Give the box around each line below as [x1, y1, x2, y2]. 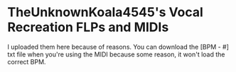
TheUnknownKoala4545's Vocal [7, 4, 204, 20]
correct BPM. [7, 57, 46, 66]
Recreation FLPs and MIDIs [7, 19, 169, 35]
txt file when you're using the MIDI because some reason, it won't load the [7, 50, 225, 59]
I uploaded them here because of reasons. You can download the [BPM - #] [7, 42, 230, 51]
